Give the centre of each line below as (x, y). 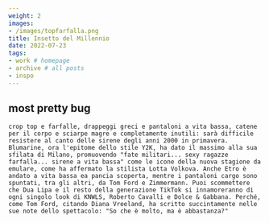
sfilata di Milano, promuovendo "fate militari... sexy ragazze (118, 155)
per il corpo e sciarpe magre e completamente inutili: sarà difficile (131, 134)
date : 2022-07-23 (37, 46)
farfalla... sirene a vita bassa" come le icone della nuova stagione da (135, 162)
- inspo (21, 76)
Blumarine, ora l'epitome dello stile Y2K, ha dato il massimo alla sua (133, 148)
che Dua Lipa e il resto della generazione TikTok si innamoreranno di (131, 190)
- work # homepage (39, 61)
